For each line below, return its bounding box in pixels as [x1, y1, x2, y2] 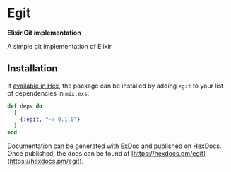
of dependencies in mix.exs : [7, 88, 90, 97]
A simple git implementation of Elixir [7, 42, 112, 50]
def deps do [7, 103, 42, 110]
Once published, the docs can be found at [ [7, 149, 134, 158]
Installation [7, 62, 58, 75]
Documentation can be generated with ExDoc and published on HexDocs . [7, 142, 222, 150]
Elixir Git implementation [7, 28, 81, 37]
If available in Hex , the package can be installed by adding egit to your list [7, 81, 224, 90]
